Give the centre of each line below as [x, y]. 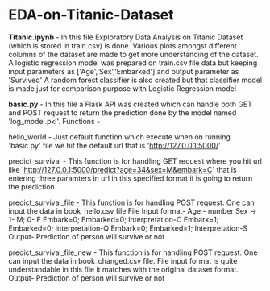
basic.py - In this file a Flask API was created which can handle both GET [130, 104]
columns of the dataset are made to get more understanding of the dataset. [134, 54]
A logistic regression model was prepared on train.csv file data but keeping [133, 63]
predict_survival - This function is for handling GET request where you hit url [135, 161]
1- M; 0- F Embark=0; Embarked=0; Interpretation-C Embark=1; [114, 219]
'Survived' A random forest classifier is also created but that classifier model [135, 80]
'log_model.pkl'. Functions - [54, 121]
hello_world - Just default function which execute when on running [120, 137]
